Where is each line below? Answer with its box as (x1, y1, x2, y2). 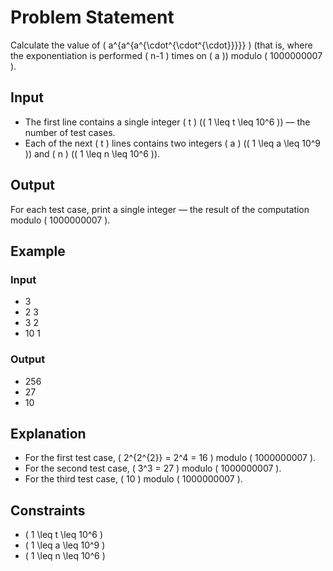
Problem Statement (10, 6, 175, 29)
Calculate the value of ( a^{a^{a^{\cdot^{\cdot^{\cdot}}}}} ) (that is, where (10, 39, 313, 51)
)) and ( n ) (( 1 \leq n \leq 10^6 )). (24, 147, 161, 160)
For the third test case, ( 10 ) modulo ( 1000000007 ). (24, 473, 243, 485)
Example (10, 242, 66, 260)
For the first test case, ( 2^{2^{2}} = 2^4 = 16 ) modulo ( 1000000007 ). (24, 452, 317, 464)
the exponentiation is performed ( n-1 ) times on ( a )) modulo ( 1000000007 (10, 49, 323, 61)
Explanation (10, 425, 87, 442)
